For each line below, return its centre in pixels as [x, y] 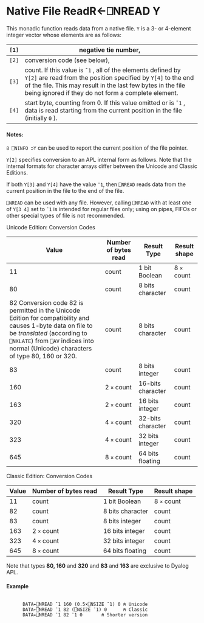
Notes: [15, 134]
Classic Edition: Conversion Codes [49, 476]
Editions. [17, 173]
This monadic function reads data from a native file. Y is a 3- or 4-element [99, 28]
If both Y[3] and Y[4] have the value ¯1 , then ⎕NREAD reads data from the [96, 184]
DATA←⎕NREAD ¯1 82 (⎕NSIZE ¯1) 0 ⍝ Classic [85, 610]
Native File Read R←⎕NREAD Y [83, 11]
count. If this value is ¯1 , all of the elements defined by [103, 70]
